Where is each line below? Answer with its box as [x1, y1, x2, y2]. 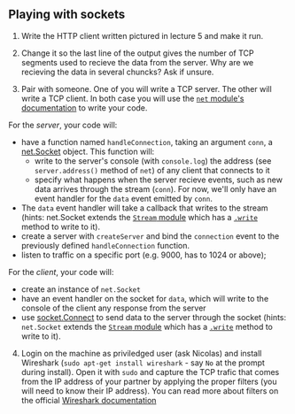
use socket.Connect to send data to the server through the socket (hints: [20, 311, 287, 322]
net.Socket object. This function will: [20, 146, 155, 157]
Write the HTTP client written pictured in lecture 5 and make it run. [20, 30, 264, 41]
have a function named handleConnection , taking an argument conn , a [20, 136, 274, 147]
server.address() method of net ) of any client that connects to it [34, 165, 271, 175]
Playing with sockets [8, 7, 126, 22]
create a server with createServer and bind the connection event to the [20, 230, 280, 241]
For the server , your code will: [8, 119, 118, 130]
